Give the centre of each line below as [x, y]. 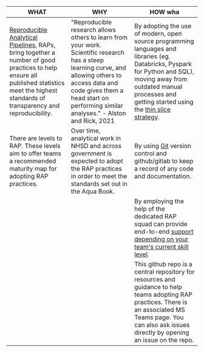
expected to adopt [97, 161]
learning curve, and [98, 68]
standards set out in [99, 184]
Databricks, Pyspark [163, 64]
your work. [86, 45]
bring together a [32, 52]
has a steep [87, 60]
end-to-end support [164, 232]
